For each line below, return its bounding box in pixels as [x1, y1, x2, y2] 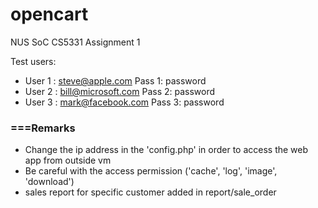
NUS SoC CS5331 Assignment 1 [10, 36, 141, 48]
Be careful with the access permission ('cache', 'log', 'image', [24, 165, 278, 177]
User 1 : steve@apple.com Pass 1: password [24, 74, 207, 87]
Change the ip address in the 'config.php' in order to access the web [24, 144, 309, 156]
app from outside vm [24, 154, 112, 167]
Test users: [10, 55, 57, 67]
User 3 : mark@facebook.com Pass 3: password [24, 96, 225, 108]
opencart [10, 3, 89, 26]
